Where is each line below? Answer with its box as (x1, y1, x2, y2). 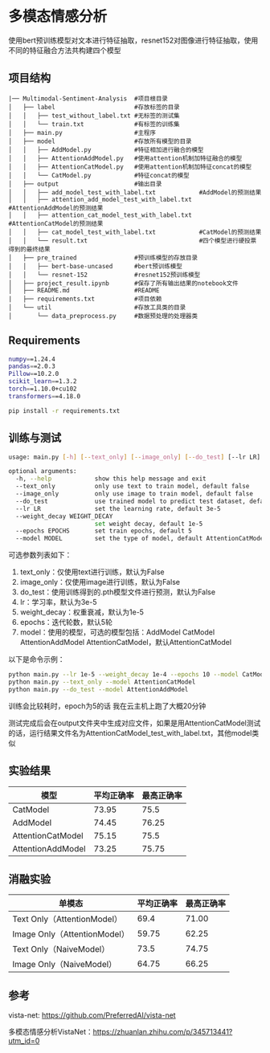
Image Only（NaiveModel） (12, 959, 117, 970)
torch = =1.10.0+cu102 (8, 385, 78, 394)
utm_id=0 (8, 1036, 40, 1046)
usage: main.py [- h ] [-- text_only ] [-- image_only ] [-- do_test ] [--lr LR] (8, 453, 261, 461)
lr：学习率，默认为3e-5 (19, 598, 98, 607)
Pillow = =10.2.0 (8, 370, 59, 378)
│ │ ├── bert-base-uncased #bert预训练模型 (8, 262, 182, 270)
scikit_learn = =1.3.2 (8, 378, 78, 386)
